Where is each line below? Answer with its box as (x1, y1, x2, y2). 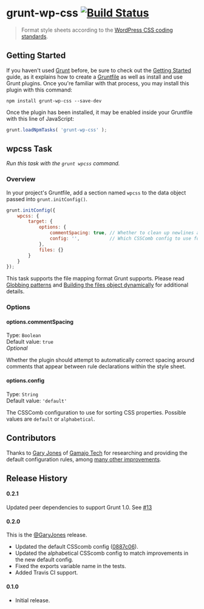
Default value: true (6, 338, 53, 346)
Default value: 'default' (6, 397, 67, 404)
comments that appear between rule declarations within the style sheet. (6, 363, 186, 370)
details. (6, 288, 25, 295)
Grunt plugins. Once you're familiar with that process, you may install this (6, 79, 189, 87)
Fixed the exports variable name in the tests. (15, 563, 126, 570)
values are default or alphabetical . (6, 415, 95, 422)
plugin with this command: (6, 86, 73, 93)
